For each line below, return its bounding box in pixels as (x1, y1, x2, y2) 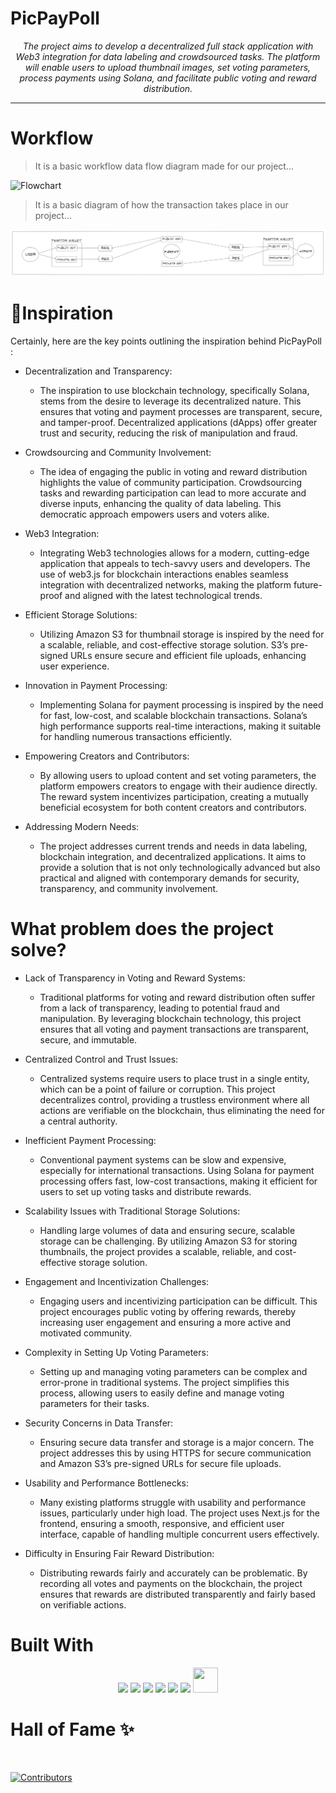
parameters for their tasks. (39, 1398, 150, 1410)
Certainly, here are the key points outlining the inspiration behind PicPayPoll (10, 335, 322, 347)
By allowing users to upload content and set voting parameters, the (39, 770, 317, 782)
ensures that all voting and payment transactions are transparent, (39, 1023, 310, 1036)
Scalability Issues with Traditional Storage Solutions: (24, 1205, 241, 1217)
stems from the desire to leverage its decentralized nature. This (39, 395, 302, 407)
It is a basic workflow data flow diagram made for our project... (34, 160, 294, 172)
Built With (10, 1634, 94, 1657)
